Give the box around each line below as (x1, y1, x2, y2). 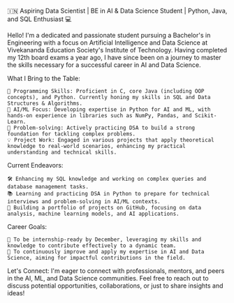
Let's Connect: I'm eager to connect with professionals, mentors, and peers (7, 267, 225, 275)
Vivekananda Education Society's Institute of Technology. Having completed (7, 46, 228, 54)
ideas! (7, 289, 25, 297)
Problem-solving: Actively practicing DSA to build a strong (13, 124, 196, 131)
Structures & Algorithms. (7, 100, 82, 107)
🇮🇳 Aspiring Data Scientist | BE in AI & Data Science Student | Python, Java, (7, 7, 228, 15)
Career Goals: (7, 223, 47, 230)
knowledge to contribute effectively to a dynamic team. (7, 242, 177, 249)
